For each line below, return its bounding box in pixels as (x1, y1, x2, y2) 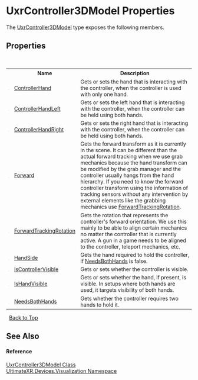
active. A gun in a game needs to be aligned (80, 237, 187, 244)
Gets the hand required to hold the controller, (80, 251, 190, 258)
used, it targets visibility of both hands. (80, 286, 174, 294)
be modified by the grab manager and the (80, 166, 181, 173)
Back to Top (8, 314, 38, 321)
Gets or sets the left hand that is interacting (80, 99, 185, 106)
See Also (6, 331, 39, 342)
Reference (6, 347, 32, 355)
